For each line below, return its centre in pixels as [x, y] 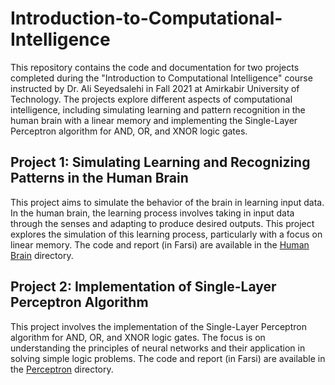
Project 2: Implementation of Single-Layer [143, 287]
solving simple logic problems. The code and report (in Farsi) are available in [168, 358]
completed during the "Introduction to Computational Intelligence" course [161, 78]
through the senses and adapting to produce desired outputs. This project [162, 223]
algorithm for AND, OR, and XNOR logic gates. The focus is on [138, 337]
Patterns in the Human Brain [99, 178]
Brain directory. [42, 255]
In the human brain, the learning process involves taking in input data [152, 213]
